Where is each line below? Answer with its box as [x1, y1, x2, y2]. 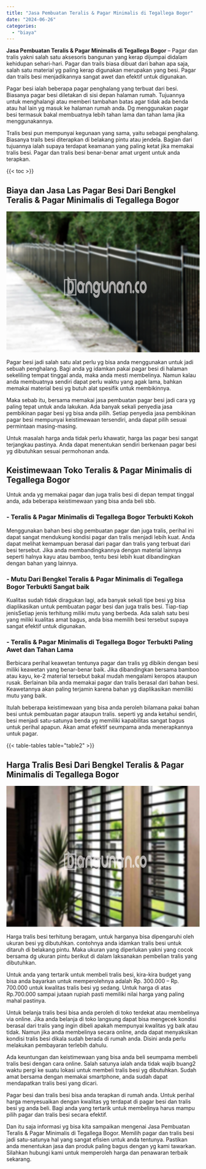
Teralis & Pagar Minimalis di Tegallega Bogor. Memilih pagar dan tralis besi [6, 1129, 194, 1136]
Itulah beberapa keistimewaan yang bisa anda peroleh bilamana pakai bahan [6, 704, 200, 712]
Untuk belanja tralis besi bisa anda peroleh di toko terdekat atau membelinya [6, 1009, 199, 1016]
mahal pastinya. [6, 996, 47, 1004]
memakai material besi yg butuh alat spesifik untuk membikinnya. [6, 384, 172, 392]
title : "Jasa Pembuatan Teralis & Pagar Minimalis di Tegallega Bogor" [6, 10, 193, 16]
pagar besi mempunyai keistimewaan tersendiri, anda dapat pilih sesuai [6, 416, 187, 423]
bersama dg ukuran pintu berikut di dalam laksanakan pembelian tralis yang [6, 952, 197, 960]
